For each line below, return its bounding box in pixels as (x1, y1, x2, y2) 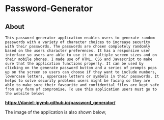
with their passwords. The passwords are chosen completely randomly (5, 44, 151, 49)
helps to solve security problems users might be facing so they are (5, 78, 151, 83)
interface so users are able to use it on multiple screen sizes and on (5, 52, 157, 57)
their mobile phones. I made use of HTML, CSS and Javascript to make (5, 57, 153, 62)
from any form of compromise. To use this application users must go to (5, 87, 157, 92)
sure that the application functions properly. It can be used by (5, 61, 144, 66)
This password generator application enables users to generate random (5, 35, 155, 40)
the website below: (5, 91, 45, 96)
